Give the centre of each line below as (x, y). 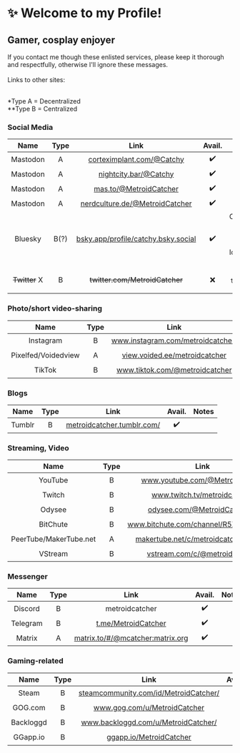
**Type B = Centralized (42, 109)
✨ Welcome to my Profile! (85, 13)
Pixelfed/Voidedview (45, 355)
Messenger (27, 577)
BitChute (54, 524)
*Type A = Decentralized (44, 101)
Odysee (53, 510)
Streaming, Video (38, 448)
